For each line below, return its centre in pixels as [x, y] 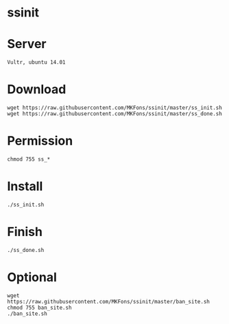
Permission [40, 141]
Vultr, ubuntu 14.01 [37, 62]
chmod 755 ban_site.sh [39, 308]
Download [37, 90]
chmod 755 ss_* [29, 159]
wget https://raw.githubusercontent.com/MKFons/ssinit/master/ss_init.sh [115, 108]
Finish [25, 232]
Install [25, 186]
